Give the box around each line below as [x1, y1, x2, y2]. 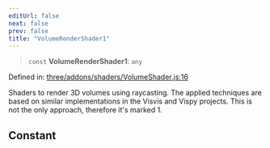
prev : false [8, 27, 49, 35]
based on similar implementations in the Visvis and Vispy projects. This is [8, 96, 253, 106]
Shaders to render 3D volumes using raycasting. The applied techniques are [8, 88, 263, 98]
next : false [8, 19, 49, 27]
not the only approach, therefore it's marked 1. [8, 105, 163, 115]
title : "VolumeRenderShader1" [8, 34, 111, 43]
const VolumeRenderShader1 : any [27, 57, 143, 66]
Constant [8, 129, 57, 142]
